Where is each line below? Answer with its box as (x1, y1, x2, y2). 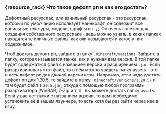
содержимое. (5, 41, 34, 47)
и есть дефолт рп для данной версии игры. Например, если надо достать (5, 72, 161, 78)
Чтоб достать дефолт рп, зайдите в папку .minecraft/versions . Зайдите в (5, 51, 160, 57)
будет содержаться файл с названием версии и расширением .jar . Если (5, 61, 160, 68)
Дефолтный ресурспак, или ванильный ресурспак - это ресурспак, (5, 15, 148, 21)
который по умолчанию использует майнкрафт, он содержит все (5, 20, 143, 26)
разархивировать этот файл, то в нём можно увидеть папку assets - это (5, 67, 158, 73)
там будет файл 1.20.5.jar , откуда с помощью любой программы (5, 82, 145, 88)
